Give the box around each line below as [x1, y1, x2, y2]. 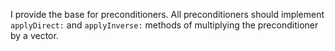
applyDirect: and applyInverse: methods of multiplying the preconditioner [10, 19, 319, 31]
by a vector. [10, 30, 59, 41]
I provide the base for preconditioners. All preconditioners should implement [10, 9, 325, 20]
